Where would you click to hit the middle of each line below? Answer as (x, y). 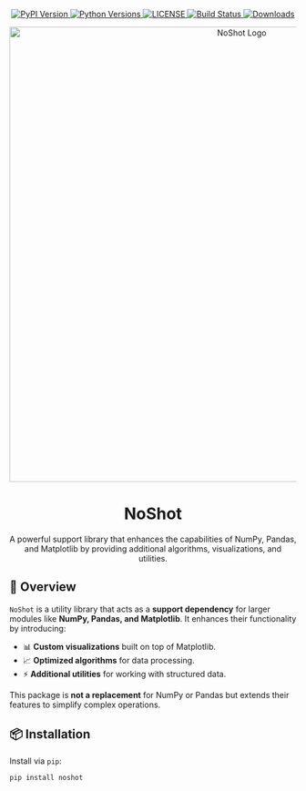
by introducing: (38, 628)
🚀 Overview (43, 587)
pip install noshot (46, 777)
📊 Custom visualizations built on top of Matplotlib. (119, 646)
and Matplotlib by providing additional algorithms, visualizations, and (153, 548)
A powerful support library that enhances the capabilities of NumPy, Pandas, (153, 539)
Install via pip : (36, 761)
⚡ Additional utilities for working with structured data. (124, 674)
